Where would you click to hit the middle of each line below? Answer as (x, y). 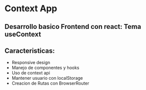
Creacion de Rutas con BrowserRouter (50, 83)
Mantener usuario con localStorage (47, 78)
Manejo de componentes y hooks (45, 68)
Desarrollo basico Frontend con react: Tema (73, 27)
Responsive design (31, 63)
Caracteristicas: (30, 51)
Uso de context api (31, 73)
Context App (31, 9)
